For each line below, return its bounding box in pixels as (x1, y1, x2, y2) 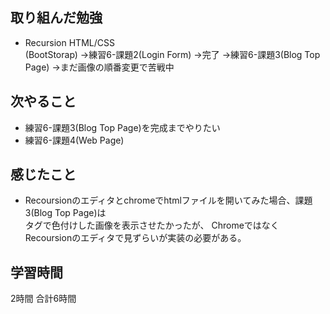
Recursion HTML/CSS (24, 36, 115, 48)
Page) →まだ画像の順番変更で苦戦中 (24, 61, 175, 73)
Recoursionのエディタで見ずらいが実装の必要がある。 (24, 232, 247, 244)
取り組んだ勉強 (10, 9, 103, 27)
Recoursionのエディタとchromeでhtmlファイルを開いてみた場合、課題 (24, 194, 313, 207)
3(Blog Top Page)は (24, 207, 107, 219)
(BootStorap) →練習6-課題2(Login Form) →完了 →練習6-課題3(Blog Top (24, 48, 321, 60)
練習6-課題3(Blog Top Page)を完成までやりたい (24, 121, 221, 133)
